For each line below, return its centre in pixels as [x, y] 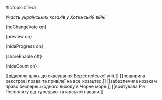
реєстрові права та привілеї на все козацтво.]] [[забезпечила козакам [81, 81]
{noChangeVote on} [26, 27]
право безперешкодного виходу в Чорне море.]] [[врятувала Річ [75, 86]
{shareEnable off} [24, 56]
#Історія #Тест [21, 7]
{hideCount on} [21, 66]
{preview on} [19, 37]
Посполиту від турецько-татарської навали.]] [54, 92]
